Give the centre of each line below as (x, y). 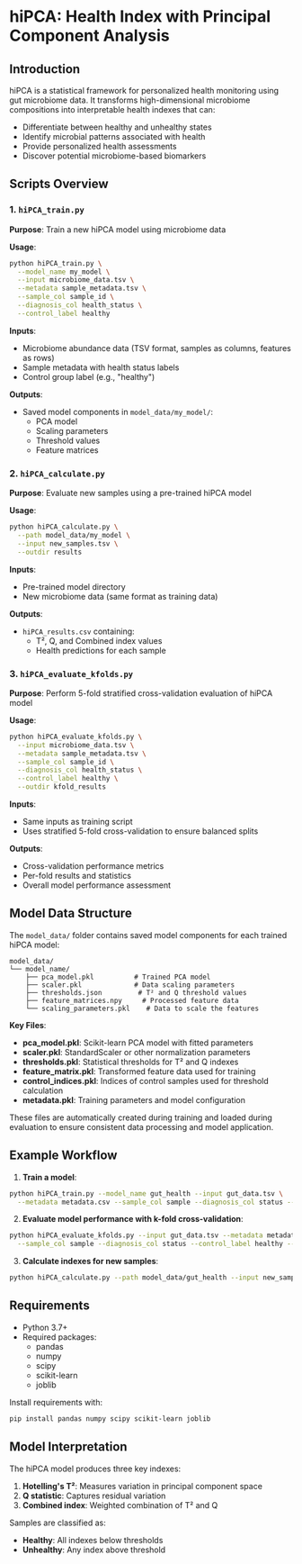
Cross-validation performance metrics (93, 866)
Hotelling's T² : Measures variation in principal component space (142, 1486)
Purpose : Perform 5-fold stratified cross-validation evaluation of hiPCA (141, 693)
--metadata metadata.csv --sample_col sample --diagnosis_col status (150, 1202)
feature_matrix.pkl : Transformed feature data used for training (139, 1071)
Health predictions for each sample (101, 650)
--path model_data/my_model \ (74, 535)
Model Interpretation (68, 1447)
